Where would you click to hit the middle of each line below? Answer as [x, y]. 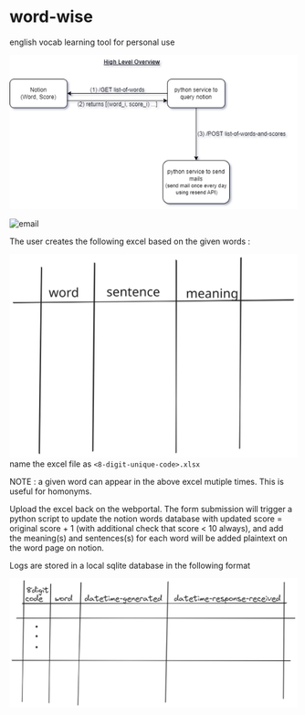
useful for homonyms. [51, 491]
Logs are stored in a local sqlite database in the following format [130, 566]
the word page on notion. [57, 548]
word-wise [51, 17]
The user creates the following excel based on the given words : [130, 241]
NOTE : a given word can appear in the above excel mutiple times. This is [147, 482]
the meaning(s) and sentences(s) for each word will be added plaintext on [148, 538]
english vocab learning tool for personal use [92, 42]
